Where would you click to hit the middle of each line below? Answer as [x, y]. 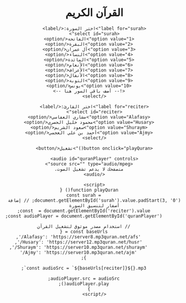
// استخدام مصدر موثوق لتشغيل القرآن [84, 226]
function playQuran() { [89, 190]
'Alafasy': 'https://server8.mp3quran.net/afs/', [78, 237]
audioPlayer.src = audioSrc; [84, 279]
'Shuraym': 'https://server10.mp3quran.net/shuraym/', [78, 247]
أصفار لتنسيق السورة [94, 205]
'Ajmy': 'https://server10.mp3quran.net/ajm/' [78, 252]
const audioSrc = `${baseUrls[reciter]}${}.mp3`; [84, 268]
